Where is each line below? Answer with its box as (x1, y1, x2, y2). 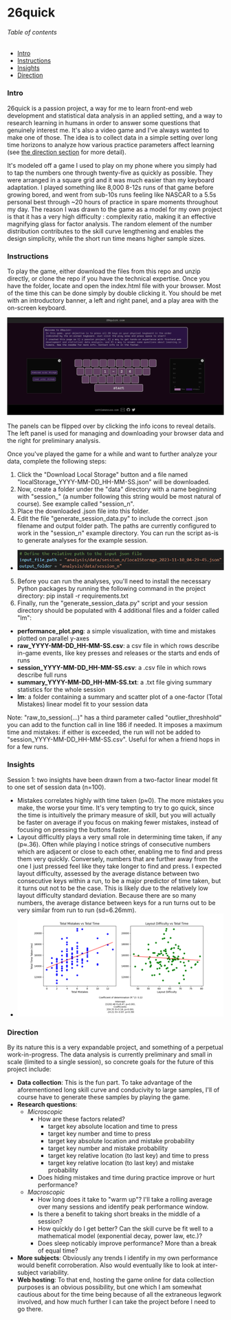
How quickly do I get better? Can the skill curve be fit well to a (37, 1224, 214, 1233)
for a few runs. (7, 743, 49, 751)
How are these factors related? (37, 1115, 125, 1123)
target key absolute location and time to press (47, 1123, 178, 1131)
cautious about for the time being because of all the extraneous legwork (16, 1290, 222, 1299)
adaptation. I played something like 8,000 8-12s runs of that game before (7, 183, 214, 191)
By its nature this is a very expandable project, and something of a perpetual (7, 1043, 223, 1052)
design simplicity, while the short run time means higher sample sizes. (7, 234, 206, 242)
